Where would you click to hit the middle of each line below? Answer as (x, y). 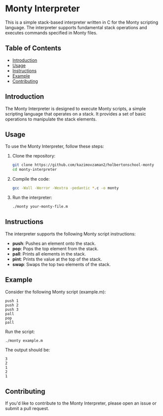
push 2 (12, 305)
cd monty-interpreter (34, 170)
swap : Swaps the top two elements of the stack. (61, 264)
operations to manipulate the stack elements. (51, 119)
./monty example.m (24, 340)
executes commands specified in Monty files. (51, 33)
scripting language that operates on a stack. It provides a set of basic (76, 113)
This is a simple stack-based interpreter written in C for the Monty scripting (82, 22)
